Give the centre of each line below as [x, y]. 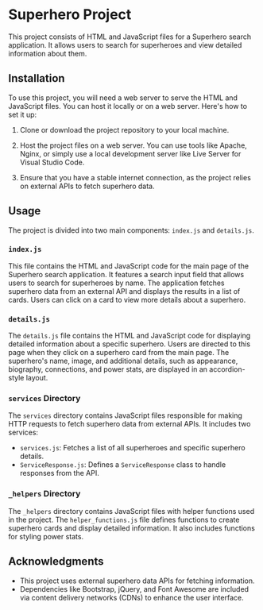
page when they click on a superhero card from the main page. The [119, 353]
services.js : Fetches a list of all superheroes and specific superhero [132, 448]
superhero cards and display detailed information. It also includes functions [132, 528]
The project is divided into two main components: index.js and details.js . [131, 230]
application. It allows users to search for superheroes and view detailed [125, 44]
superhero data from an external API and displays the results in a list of [124, 291]
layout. [37, 378]
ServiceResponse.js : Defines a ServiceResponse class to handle [123, 465]
